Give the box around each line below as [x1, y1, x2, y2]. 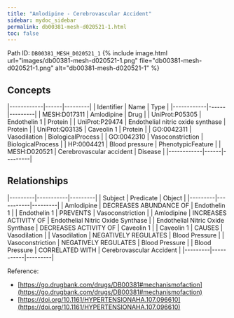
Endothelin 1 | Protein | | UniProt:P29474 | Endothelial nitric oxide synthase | [7, 118, 226, 126]
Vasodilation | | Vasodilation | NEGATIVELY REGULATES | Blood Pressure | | [7, 230, 224, 239]
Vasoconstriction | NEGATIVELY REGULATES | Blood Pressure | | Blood [7, 238, 212, 247]
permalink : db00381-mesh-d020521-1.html [7, 23, 128, 30]
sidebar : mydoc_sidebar [7, 17, 77, 24]
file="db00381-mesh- [139, 57, 202, 65]
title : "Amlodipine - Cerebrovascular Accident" [7, 10, 152, 18]
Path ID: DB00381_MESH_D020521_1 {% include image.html [7, 49, 168, 57]
